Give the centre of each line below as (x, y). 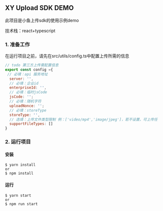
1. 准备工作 (17, 44)
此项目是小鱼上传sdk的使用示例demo (42, 20)
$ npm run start (21, 204)
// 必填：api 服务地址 (27, 74)
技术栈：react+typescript (30, 31)
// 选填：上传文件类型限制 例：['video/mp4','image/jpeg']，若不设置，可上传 (82, 119)
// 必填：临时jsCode (28, 92)
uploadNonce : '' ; (27, 106)
